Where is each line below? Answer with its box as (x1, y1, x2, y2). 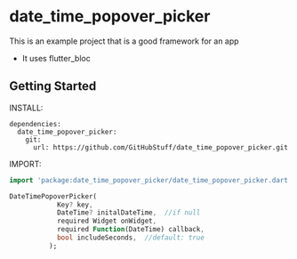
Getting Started (9, 78, 97, 94)
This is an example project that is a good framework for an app (9, 36, 239, 46)
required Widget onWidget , (56, 216, 157, 226)
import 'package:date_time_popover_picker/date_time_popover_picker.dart (9, 175, 289, 184)
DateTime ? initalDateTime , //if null (56, 208, 201, 217)
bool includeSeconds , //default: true (56, 233, 205, 242)
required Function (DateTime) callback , (56, 225, 205, 234)
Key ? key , (56, 200, 93, 209)
